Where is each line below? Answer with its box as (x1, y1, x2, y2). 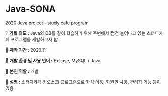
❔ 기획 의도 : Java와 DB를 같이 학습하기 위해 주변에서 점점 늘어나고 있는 (5, 30, 146, 36)
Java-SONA (5, 3, 57, 15)
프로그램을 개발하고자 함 (10, 36, 58, 42)
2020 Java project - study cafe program (5, 20, 89, 26)
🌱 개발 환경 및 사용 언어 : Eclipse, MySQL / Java (5, 57, 101, 63)
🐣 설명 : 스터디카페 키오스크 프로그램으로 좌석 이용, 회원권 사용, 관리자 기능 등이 (5, 79, 161, 85)
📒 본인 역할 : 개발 (5, 68, 39, 74)
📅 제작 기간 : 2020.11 (5, 47, 46, 53)
